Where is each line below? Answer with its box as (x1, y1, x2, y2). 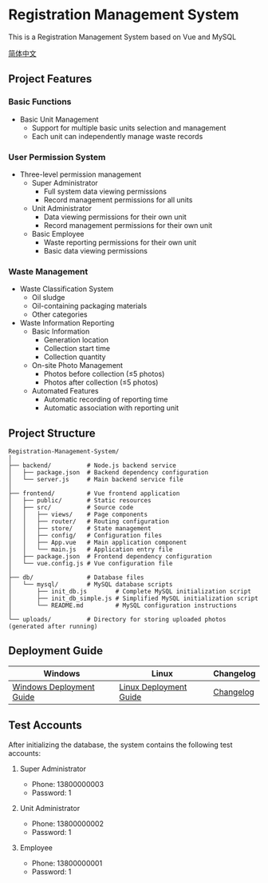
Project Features (8, 72, 93, 86)
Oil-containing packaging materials (31, 302, 148, 311)
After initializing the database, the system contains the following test (8, 740, 233, 749)
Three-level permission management (19, 170, 142, 179)
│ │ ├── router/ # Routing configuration (8, 517, 170, 525)
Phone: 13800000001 (31, 858, 103, 868)
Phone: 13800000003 (31, 779, 104, 789)
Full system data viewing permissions (43, 186, 167, 196)
